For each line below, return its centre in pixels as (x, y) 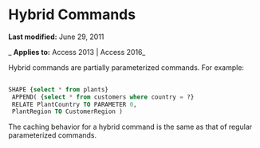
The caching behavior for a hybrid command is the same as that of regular (130, 127)
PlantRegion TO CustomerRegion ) (67, 112)
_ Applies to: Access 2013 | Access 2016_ (77, 52)
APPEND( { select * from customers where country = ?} (103, 97)
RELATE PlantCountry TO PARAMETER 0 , (74, 104)
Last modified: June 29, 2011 (56, 37)
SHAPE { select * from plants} (59, 89)
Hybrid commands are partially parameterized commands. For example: (126, 67)
